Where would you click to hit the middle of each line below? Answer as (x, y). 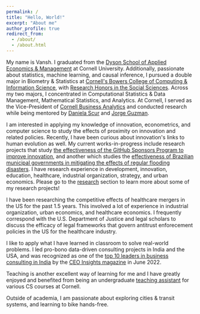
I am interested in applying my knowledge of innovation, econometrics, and (99, 124)
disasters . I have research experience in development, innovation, (87, 169)
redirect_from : (25, 34)
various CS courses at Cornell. (44, 286)
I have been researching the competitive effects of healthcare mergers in (96, 199)
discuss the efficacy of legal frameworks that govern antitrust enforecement (100, 225)
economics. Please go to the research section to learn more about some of (98, 182)
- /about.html (29, 45)
